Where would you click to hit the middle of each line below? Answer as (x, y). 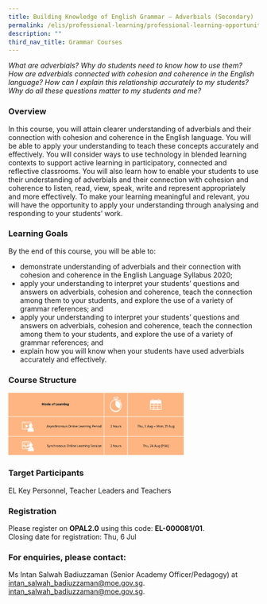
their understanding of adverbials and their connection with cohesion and (128, 180)
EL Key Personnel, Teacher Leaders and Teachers (90, 490)
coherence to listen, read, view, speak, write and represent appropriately (127, 188)
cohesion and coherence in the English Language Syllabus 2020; (126, 275)
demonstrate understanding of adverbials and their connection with (130, 266)
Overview (27, 111)
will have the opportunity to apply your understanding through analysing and (133, 205)
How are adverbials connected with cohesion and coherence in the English (131, 74)
